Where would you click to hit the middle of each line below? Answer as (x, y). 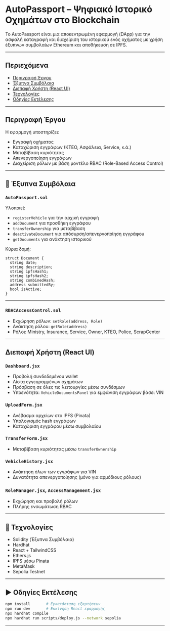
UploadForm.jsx (24, 405)
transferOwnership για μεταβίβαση (49, 229)
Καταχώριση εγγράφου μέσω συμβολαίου (57, 426)
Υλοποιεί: (15, 208)
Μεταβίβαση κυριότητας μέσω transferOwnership (64, 449)
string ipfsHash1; (29, 272)
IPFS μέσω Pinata (31, 561)
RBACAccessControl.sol (33, 310)
